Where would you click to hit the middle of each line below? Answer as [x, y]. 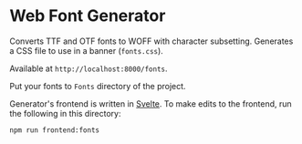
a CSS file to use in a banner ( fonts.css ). [87, 50]
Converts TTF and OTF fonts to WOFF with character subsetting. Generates [151, 41]
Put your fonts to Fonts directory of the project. [98, 86]
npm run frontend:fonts [55, 130]
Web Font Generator [88, 16]
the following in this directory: [65, 113]
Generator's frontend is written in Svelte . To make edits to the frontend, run [151, 103]
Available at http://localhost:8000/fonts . [89, 68]
